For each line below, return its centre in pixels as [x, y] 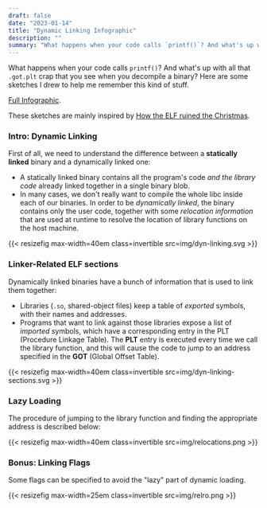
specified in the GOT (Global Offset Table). [89, 356]
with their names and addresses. [73, 314]
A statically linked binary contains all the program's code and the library [137, 178]
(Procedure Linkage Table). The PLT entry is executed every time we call [139, 339]
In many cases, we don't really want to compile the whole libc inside [131, 194]
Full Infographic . [35, 100]
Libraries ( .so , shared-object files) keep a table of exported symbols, [133, 305]
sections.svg [29, 380]
